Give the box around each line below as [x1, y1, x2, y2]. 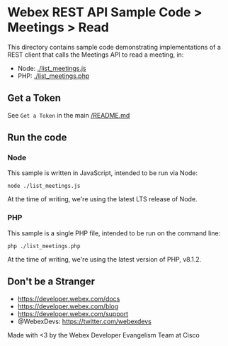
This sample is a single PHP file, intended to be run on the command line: [7, 228, 221, 238]
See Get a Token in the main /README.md [7, 111, 130, 119]
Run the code [7, 132, 67, 144]
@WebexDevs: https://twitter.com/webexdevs [17, 317, 152, 325]
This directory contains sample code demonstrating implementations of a [7, 43, 221, 51]
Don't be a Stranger [7, 276, 96, 288]
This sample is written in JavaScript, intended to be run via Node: [7, 169, 198, 177]
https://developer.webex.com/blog [17, 302, 119, 311]
